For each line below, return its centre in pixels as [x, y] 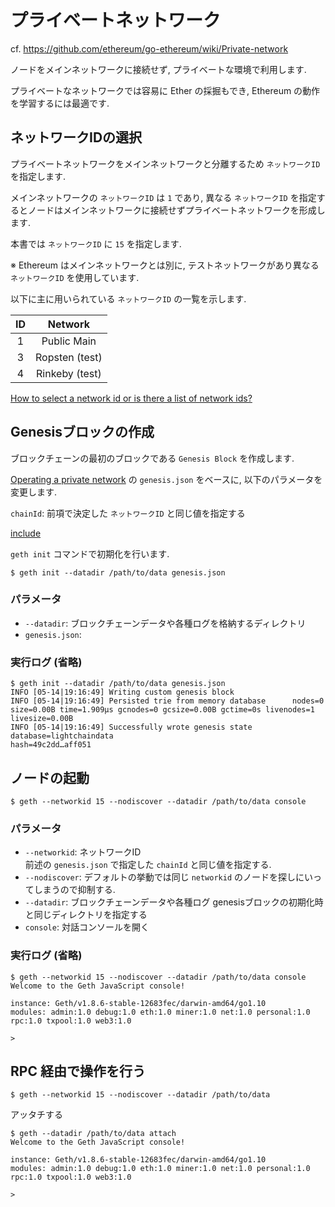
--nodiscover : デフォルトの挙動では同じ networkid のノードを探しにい [168, 877]
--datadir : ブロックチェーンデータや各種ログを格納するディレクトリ [165, 623]
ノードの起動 [50, 777]
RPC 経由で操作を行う [78, 1071]
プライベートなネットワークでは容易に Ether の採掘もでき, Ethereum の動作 [165, 90]
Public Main [69, 341]
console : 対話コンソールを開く [87, 927]
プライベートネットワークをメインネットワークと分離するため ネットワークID [165, 163]
